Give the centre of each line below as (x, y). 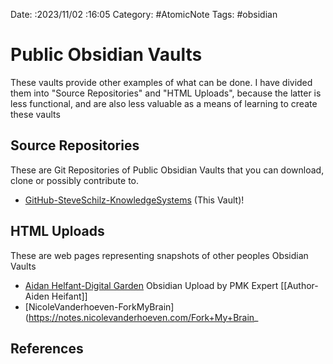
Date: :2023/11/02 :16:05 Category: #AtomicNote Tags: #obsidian (144, 14)
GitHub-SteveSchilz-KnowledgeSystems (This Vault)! (134, 200)
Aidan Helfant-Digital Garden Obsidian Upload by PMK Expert (151, 285)
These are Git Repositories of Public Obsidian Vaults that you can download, (167, 170)
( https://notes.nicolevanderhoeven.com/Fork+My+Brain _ (141, 317)
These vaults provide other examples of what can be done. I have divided (161, 82)
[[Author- (299, 285)
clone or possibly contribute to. (75, 180)
